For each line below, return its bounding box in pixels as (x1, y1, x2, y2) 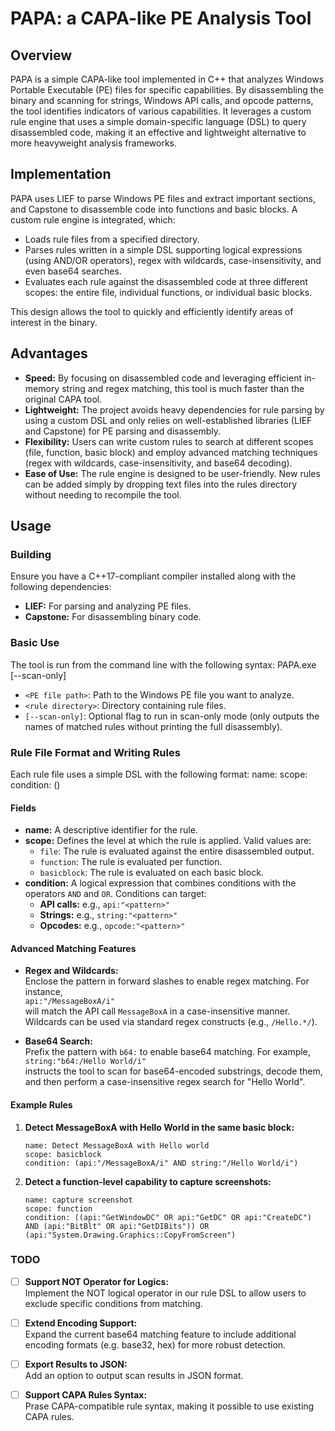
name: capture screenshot (24, 1195, 133, 1205)
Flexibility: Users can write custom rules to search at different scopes (24, 435, 314, 447)
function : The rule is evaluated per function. (39, 856, 223, 868)
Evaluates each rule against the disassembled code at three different (24, 275, 308, 287)
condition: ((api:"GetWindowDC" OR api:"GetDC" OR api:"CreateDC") (24, 1212, 312, 1222)
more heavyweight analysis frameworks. (10, 137, 178, 149)
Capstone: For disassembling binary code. (24, 611, 202, 623)
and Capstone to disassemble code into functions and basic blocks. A (10, 203, 298, 215)
